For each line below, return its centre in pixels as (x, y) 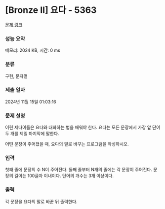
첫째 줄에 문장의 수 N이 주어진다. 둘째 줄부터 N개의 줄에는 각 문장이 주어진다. (79, 170)
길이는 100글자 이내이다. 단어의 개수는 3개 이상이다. (64, 176)
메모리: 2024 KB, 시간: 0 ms (33, 50)
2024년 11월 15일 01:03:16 (31, 102)
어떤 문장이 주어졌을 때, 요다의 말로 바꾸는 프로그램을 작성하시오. (67, 144)
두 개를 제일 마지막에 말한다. (32, 134)
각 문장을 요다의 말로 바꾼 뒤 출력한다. (41, 201)
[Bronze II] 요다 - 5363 (51, 10)
